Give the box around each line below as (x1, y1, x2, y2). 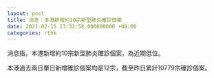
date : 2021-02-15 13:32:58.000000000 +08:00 (7, 23, 137, 30)
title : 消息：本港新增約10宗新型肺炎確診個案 (7, 17, 122, 23)
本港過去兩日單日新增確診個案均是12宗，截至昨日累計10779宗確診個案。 (7, 64, 211, 72)
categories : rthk (7, 29, 57, 37)
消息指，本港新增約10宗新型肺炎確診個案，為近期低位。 (7, 49, 164, 57)
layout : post (7, 10, 45, 17)
